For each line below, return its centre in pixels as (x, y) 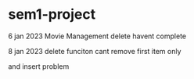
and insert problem (39, 66)
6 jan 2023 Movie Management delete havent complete (97, 36)
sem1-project (52, 14)
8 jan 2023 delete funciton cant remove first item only (95, 51)
